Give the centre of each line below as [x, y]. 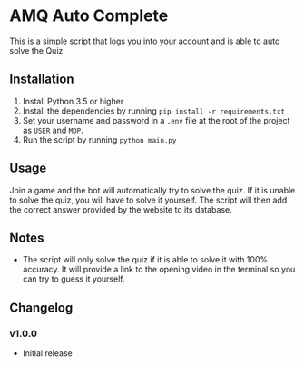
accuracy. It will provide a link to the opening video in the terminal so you [159, 270]
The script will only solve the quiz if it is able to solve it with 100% [145, 260]
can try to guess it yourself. [74, 279]
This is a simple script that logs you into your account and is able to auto [145, 41]
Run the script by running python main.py [99, 139]
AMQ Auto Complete [89, 16]
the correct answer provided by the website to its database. [121, 209]
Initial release [47, 353]
